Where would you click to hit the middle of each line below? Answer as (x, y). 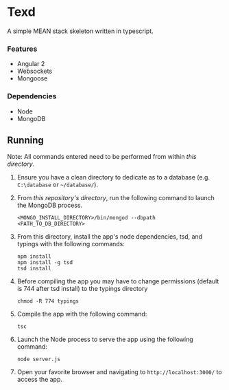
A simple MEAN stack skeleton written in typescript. (81, 31)
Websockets (35, 71)
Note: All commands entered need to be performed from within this (102, 157)
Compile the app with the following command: (82, 314)
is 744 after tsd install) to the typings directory (82, 289)
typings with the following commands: (71, 244)
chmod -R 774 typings (48, 301)
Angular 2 (31, 64)
